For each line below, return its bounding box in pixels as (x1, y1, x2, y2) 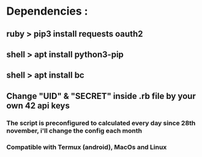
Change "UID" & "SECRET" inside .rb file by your (6, 90, 196, 101)
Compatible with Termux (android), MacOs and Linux (6, 142, 167, 151)
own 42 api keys (6, 100, 70, 111)
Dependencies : (6, 4, 88, 18)
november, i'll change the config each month (6, 126, 143, 135)
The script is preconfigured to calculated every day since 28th (6, 119, 196, 127)
